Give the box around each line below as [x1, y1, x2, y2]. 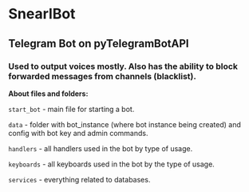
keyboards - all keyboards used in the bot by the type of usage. [8, 159, 215, 169]
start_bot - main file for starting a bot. [8, 104, 135, 114]
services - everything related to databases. [8, 174, 151, 184]
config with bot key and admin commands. [8, 128, 148, 138]
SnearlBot [8, 5, 76, 23]
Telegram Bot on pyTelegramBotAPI [8, 37, 189, 50]
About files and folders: [8, 89, 89, 98]
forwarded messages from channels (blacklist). [8, 70, 197, 82]
